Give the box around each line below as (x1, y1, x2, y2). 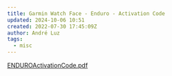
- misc (13, 42, 32, 49)
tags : (7, 36, 23, 43)
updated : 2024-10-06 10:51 (7, 17, 85, 23)
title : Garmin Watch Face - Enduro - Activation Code (7, 10, 166, 17)
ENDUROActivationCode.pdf (7, 61, 88, 69)
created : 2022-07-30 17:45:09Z (7, 23, 97, 30)
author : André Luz (7, 29, 60, 37)
